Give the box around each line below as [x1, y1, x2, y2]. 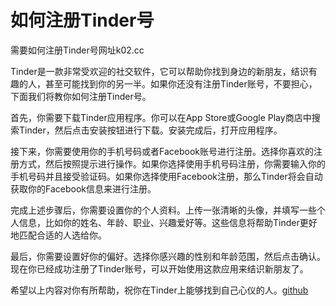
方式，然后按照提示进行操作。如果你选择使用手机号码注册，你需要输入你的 [18, 157, 326, 170]
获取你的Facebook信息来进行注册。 [10, 182, 157, 195]
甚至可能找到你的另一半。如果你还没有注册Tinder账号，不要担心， [44, 77, 318, 90]
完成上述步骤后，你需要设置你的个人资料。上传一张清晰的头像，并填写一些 [10, 204, 317, 216]
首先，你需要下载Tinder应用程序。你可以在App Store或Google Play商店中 [10, 111, 312, 123]
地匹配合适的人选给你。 [10, 229, 107, 241]
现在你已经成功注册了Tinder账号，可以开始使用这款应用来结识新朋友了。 [10, 262, 309, 275]
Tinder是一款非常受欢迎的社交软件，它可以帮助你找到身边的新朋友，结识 [10, 65, 309, 77]
